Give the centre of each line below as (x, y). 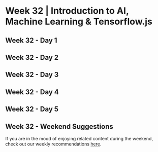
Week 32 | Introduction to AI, (67, 11)
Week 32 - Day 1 (31, 40)
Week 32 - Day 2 (32, 58)
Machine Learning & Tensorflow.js (79, 22)
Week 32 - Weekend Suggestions (59, 126)
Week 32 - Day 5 (32, 109)
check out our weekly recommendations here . (53, 144)
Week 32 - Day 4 (32, 92)
